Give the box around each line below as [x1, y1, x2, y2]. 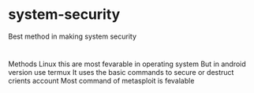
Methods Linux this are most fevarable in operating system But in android [8, 59, 246, 69]
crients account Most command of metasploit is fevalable [8, 76, 195, 86]
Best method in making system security [8, 32, 136, 41]
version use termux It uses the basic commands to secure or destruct [8, 68, 234, 77]
